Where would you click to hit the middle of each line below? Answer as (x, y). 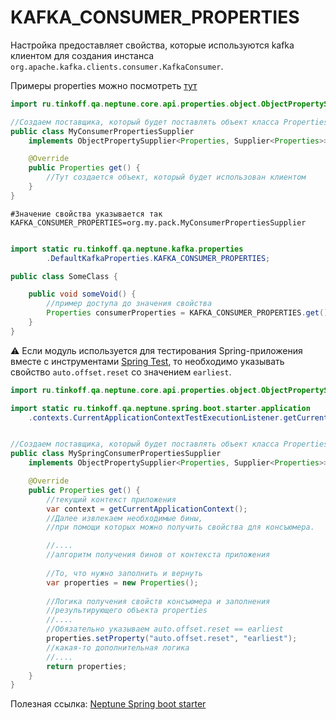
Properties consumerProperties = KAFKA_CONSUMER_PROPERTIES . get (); (189, 313)
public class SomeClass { (64, 276)
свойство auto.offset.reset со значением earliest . (121, 372)
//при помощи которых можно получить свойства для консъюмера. (180, 527)
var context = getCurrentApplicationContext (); (147, 509)
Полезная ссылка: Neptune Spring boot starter (108, 704)
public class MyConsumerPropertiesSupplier (102, 131)
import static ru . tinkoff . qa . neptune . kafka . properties (127, 249)
